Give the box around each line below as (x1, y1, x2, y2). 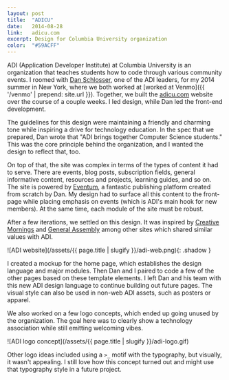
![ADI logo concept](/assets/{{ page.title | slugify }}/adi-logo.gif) (7, 337, 189, 345)
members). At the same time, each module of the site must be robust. (7, 204, 204, 213)
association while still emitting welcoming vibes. (7, 324, 143, 332)
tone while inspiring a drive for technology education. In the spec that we (7, 125, 215, 134)
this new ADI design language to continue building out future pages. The (7, 282, 213, 289)
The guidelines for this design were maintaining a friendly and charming (7, 118, 211, 126)
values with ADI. (7, 233, 54, 241)
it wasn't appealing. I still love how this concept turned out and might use (7, 358, 215, 366)
